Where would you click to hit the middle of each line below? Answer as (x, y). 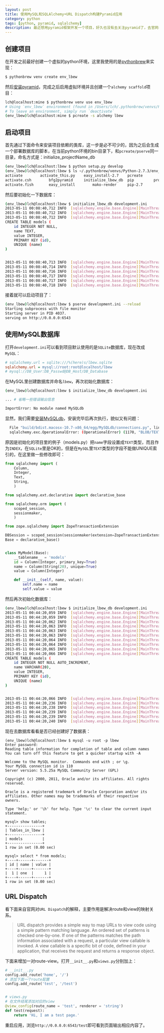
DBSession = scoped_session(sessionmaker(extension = (60, 535)
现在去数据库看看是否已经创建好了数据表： (48, 731)
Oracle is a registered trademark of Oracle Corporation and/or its (76, 792)
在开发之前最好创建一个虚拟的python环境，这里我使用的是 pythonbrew (75, 61)
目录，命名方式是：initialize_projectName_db (50, 157)
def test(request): (25, 1011)
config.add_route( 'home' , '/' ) (37, 975)
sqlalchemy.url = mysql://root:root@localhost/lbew (59, 367)
